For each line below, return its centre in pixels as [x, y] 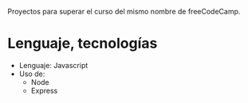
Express [44, 90]
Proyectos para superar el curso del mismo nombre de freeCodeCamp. [124, 11]
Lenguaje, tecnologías [83, 44]
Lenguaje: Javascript [53, 65]
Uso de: [32, 74]
